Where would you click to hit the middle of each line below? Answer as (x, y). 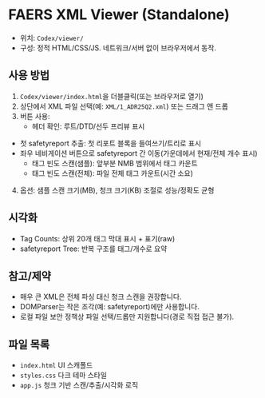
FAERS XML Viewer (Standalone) (119, 15)
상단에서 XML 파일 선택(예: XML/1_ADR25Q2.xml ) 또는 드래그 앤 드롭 (124, 106)
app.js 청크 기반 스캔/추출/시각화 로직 (79, 385)
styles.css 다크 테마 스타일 (63, 375)
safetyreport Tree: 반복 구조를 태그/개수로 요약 (93, 249)
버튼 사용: (35, 116)
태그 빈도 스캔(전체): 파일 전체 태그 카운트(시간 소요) (113, 173)
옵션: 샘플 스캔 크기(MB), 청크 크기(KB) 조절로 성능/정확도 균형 (117, 190)
